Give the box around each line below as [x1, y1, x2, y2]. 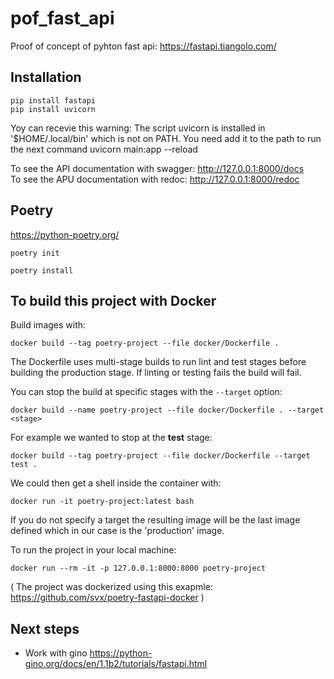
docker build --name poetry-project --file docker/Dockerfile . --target [10, 405, 325, 416]
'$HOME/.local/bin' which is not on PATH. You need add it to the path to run [10, 132, 322, 144]
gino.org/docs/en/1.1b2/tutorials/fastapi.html [24, 658, 208, 670]
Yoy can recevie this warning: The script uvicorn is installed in [10, 122, 266, 134]
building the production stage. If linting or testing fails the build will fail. [10, 367, 302, 379]
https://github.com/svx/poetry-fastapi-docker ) [10, 592, 205, 604]
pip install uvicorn [10, 104, 97, 114]
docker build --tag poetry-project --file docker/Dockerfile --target [10, 451, 311, 461]
